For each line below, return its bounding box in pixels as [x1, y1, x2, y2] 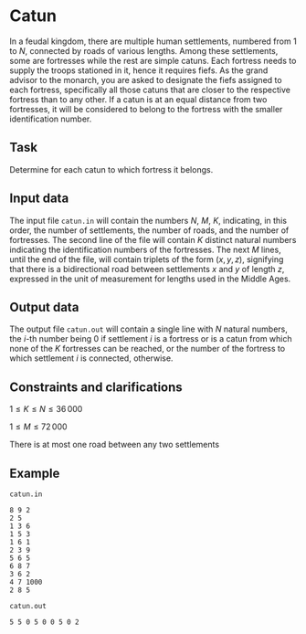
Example [9, 465, 60, 481]
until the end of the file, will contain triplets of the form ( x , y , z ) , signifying [9, 253, 284, 265]
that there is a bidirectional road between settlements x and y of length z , [9, 263, 285, 274]
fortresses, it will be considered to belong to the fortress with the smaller [9, 103, 283, 114]
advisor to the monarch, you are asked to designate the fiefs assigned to [9, 74, 282, 85]
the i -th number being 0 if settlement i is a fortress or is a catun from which [9, 333, 292, 344]
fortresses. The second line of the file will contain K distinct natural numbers [9, 234, 297, 245]
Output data [9, 299, 79, 315]
